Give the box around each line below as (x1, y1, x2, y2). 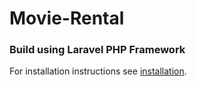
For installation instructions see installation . (9, 65, 187, 77)
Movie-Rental (9, 7, 125, 30)
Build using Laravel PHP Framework (9, 43, 186, 57)
